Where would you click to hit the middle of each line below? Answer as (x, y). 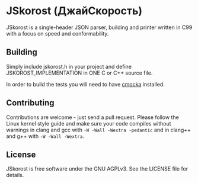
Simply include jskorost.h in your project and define (69, 66)
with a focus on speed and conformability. (58, 33)
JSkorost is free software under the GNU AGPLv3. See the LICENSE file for (97, 169)
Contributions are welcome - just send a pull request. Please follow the (92, 117)
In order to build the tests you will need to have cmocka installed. (85, 84)
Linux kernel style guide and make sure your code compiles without (89, 123)
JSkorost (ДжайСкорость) (74, 11)
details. (15, 175)
